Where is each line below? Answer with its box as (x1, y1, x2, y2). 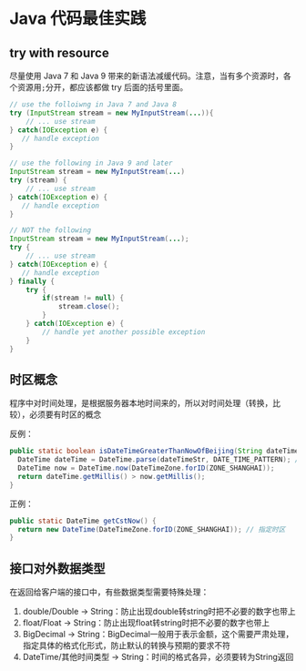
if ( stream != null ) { (42, 293, 125, 303)
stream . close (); (57, 302, 120, 311)
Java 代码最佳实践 (9, 8, 147, 29)
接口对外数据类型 (9, 561, 106, 576)
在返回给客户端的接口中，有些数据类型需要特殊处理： (9, 586, 209, 597)
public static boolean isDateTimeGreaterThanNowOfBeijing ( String (9, 447, 262, 456)
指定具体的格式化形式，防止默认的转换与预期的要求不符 (22, 640, 230, 651)
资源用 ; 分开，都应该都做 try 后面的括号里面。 (16, 82, 189, 92)
